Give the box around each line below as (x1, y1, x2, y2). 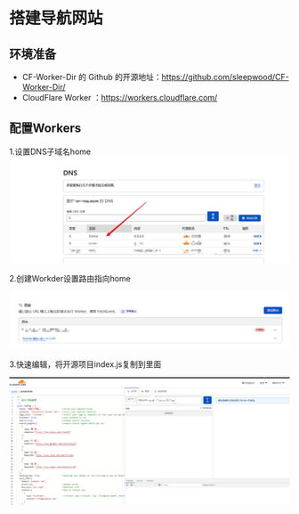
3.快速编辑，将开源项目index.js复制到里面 (9, 358, 162, 370)
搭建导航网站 (9, 8, 104, 29)
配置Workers (9, 121, 82, 136)
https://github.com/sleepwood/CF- (161, 72, 289, 82)
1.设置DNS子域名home (9, 146, 92, 157)
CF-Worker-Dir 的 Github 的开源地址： (21, 72, 162, 82)
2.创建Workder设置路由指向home (9, 273, 132, 283)
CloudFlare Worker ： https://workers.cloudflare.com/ (21, 93, 218, 102)
